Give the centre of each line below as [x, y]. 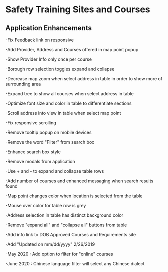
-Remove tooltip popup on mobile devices [48, 132]
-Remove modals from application [40, 162]
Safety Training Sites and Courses [78, 9]
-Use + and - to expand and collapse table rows [55, 171]
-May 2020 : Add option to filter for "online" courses [59, 254]
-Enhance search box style [33, 152]
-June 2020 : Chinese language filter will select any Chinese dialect [75, 264]
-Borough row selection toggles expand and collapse [60, 69]
